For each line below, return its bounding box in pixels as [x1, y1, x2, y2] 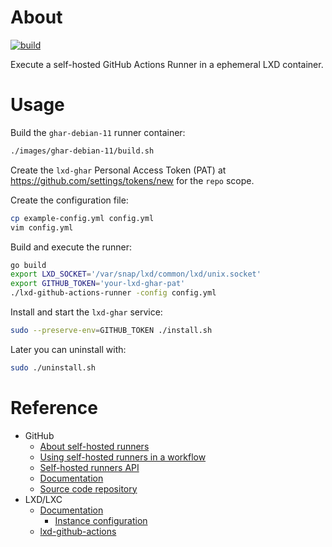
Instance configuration [54, 514, 148, 526]
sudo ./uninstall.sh [10, 362, 97, 373]
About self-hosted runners [39, 440, 150, 452]
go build [10, 260, 47, 270]
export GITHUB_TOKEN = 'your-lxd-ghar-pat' [10, 279, 186, 289]
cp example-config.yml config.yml [10, 213, 155, 223]
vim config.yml [10, 222, 74, 233]
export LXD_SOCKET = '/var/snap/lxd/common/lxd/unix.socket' [10, 269, 262, 280]
